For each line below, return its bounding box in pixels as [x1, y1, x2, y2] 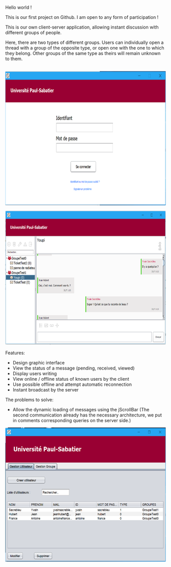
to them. [5, 56, 23, 62]
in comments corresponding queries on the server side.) [12, 417, 131, 423]
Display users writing [12, 371, 57, 377]
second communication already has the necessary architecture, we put [12, 412, 162, 418]
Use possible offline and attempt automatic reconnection [12, 381, 132, 387]
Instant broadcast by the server [12, 387, 79, 392]
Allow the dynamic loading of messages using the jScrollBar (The [12, 407, 150, 412]
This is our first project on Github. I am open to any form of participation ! [5, 14, 159, 20]
